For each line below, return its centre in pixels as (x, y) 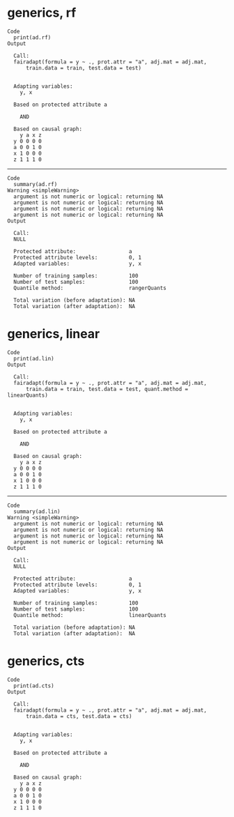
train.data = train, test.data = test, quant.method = (107, 389)
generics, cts (46, 661)
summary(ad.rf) (36, 184)
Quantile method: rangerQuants (90, 288)
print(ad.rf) (32, 37)
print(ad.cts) (34, 686)
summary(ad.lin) (37, 511)
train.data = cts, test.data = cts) (79, 716)
